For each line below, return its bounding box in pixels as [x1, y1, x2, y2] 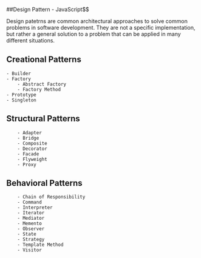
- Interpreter [17, 205, 53, 211]
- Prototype [6, 92, 36, 98]
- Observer [17, 226, 45, 232]
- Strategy [17, 237, 45, 243]
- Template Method [17, 242, 64, 248]
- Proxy [17, 161, 36, 168]
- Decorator [17, 146, 47, 152]
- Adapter [17, 129, 43, 136]
